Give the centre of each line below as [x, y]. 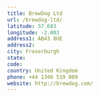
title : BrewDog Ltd [35, 13]
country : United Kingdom [42, 70]
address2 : [21, 45]
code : [15, 64]
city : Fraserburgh [33, 52]
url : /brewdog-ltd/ [35, 20]
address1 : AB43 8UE [35, 39]
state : [16, 58]
